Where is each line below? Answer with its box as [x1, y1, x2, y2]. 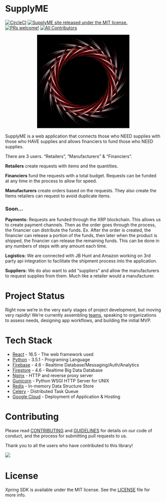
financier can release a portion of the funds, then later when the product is [5, 233, 158, 239]
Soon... [5, 205, 23, 212]
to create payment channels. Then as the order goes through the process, [5, 222, 156, 228]
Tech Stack [5, 335, 53, 346]
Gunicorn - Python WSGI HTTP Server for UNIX [12, 378, 110, 384]
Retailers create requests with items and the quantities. [5, 163, 118, 169]
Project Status [5, 290, 65, 302]
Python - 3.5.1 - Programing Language [12, 357, 90, 363]
